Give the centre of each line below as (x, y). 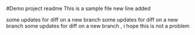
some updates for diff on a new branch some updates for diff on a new (92, 20)
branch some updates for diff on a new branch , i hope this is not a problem (98, 26)
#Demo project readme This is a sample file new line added (78, 8)
